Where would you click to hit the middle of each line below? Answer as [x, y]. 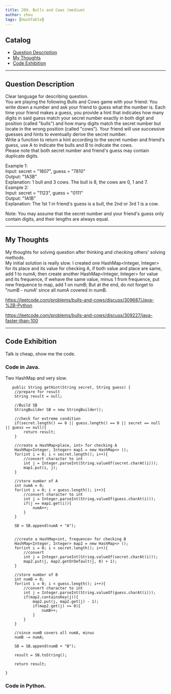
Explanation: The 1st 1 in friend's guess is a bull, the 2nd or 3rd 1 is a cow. [82, 204]
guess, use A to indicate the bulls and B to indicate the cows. [69, 145]
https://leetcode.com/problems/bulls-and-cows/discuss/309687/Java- [80, 300]
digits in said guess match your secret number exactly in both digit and [80, 118]
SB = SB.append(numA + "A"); [45, 526]
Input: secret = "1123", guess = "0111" [44, 193]
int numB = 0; [29, 579]
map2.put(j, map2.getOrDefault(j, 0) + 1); [70, 561]
